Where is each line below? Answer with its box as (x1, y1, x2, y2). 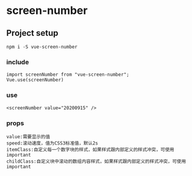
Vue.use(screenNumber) (6, 77, 64, 83)
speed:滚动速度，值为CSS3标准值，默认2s (6, 140, 99, 146)
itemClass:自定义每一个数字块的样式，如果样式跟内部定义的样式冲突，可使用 (6, 146, 175, 152)
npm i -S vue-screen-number (6, 44, 78, 50)
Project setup (6, 28, 59, 38)
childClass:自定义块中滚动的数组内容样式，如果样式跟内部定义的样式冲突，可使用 (6, 158, 187, 164)
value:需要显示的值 (6, 134, 51, 140)
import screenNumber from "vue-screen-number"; (6, 72, 130, 78)
